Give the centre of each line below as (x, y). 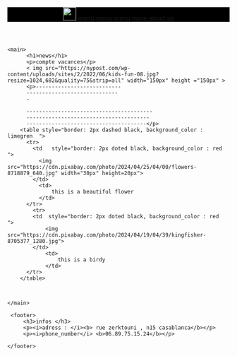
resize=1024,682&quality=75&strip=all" (66, 81)
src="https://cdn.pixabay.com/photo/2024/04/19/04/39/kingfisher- (107, 235)
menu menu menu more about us (126, 18)
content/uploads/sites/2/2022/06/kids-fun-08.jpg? (83, 74)
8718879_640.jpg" (33, 173)
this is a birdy (81, 260)
